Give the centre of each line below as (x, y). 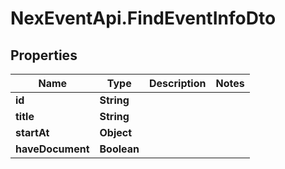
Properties (44, 55)
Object (116, 132)
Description (178, 83)
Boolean (119, 149)
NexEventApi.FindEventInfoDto (143, 18)
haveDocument (52, 149)
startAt (32, 132)
